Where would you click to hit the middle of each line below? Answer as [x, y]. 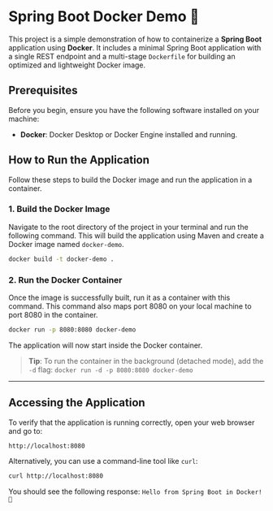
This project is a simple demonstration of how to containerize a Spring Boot [135, 39]
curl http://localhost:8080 [56, 476]
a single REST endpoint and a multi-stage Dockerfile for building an [122, 56]
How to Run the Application [79, 160]
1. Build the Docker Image [59, 209]
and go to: [26, 431]
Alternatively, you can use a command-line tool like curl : [103, 461]
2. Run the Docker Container [65, 279]
